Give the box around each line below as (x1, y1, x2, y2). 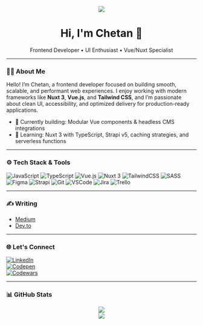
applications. (6, 106, 38, 114)
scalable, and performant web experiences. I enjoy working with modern (6, 88, 187, 95)
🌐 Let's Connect (6, 242, 56, 251)
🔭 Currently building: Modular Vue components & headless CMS (14, 118, 175, 126)
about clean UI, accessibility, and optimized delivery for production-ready (6, 100, 190, 108)
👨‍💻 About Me (6, 67, 45, 76)
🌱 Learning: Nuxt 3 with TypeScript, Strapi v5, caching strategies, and (14, 131, 189, 138)
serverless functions (14, 138, 66, 145)
